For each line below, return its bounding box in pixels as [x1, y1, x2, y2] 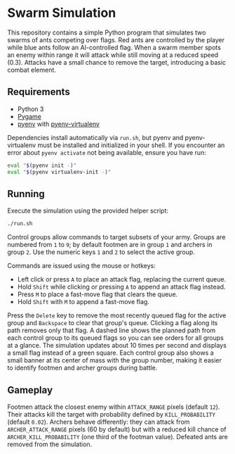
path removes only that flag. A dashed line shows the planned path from [7, 326, 216, 335]
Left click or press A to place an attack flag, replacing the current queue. [17, 275, 227, 284]
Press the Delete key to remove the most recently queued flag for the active [7, 311, 227, 320]
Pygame [17, 112, 42, 120]
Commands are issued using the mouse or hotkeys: [7, 262, 156, 270]
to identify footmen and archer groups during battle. [7, 364, 158, 372]
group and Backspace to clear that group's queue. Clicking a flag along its [7, 319, 218, 327]
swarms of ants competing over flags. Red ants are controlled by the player [7, 35, 225, 44]
